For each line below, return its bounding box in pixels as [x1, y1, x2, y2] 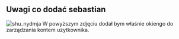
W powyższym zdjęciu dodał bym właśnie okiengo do [42, 20, 174, 27]
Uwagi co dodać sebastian [6, 5, 106, 15]
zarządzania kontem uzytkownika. [6, 26, 89, 33]
